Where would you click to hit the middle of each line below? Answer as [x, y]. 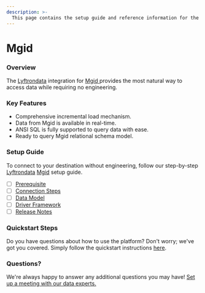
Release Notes [33, 211]
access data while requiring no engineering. [62, 87]
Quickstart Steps [32, 228]
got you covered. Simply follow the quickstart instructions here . [87, 248]
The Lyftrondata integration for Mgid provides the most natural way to [95, 80]
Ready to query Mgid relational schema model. [74, 136]
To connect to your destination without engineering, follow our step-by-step [102, 165]
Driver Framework [38, 205]
